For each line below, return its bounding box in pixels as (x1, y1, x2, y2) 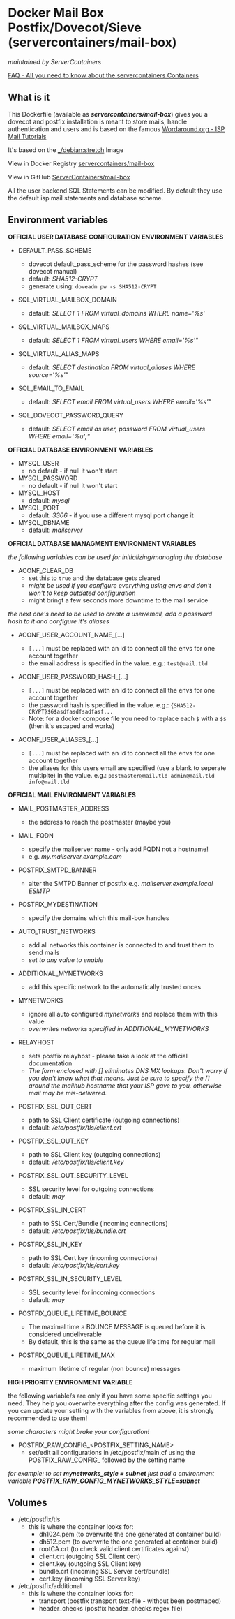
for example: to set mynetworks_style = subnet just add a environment (8, 1469, 215, 1477)
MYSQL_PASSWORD (17, 473, 78, 482)
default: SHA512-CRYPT (28, 274, 98, 283)
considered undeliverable (28, 1330, 102, 1338)
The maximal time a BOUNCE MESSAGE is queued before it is (28, 1322, 206, 1331)
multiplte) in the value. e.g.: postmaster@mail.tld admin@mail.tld (28, 771, 215, 779)
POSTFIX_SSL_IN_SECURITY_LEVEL (17, 1274, 123, 1282)
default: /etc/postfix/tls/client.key (28, 1158, 124, 1166)
